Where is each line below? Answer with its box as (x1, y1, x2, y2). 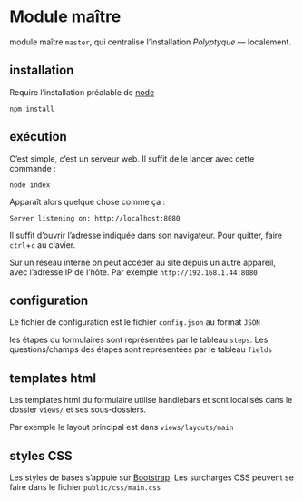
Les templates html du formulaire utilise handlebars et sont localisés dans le (9, 395, 293, 406)
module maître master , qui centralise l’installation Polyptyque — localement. (9, 36, 292, 47)
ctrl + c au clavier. (9, 239, 75, 250)
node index (9, 180, 51, 190)
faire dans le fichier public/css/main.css (9, 482, 161, 492)
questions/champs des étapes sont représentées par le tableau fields (9, 344, 273, 355)
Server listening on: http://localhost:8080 (9, 213, 181, 223)
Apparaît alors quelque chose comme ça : (9, 196, 166, 207)
